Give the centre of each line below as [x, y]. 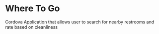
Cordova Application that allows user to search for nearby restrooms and [80, 22]
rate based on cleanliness [32, 27]
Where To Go [33, 8]
